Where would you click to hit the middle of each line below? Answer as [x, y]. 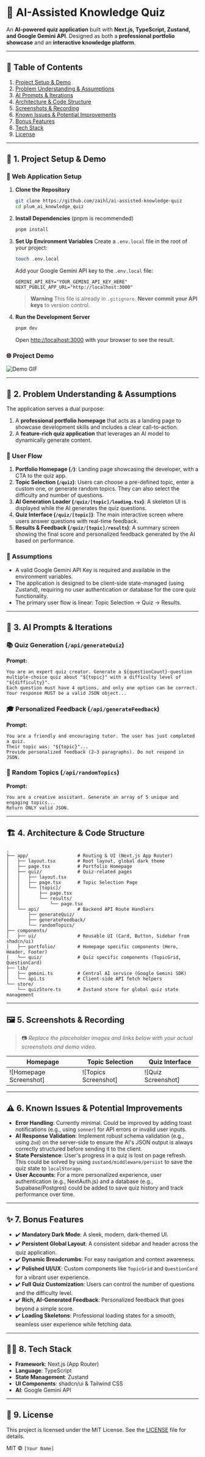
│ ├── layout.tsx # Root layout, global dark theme [86, 861]
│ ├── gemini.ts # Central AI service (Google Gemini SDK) [97, 973]
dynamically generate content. [53, 440]
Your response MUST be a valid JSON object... [67, 694]
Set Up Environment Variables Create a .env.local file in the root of [101, 242]
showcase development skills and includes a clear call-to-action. [97, 427]
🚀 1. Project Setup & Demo [56, 159]
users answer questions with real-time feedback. [77, 521]
